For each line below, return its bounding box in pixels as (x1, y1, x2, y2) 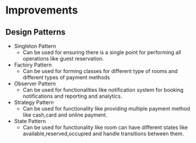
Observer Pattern (13, 80, 56, 87)
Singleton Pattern (13, 42, 56, 49)
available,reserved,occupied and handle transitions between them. (22, 130, 184, 137)
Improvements (5, 4, 78, 17)
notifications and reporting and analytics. (22, 92, 123, 99)
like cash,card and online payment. (22, 111, 108, 118)
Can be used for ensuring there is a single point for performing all (22, 49, 181, 56)
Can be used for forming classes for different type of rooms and (22, 68, 178, 74)
